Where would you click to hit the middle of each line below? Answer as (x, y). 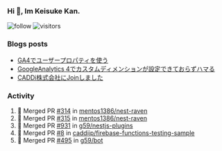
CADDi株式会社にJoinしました (60, 77)
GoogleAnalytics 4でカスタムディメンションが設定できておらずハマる (116, 69)
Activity (21, 96)
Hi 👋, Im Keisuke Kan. (44, 11)
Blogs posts (28, 44)
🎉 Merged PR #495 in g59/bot (60, 140)
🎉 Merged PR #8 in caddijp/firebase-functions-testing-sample (106, 133)
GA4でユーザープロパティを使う (63, 60)
